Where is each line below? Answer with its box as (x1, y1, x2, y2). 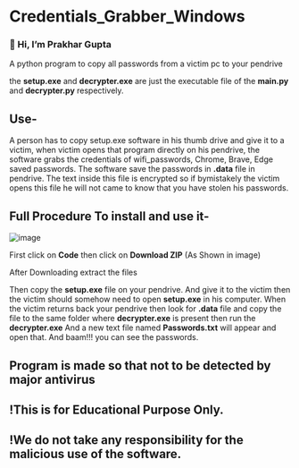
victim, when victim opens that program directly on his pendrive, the (9, 145, 261, 156)
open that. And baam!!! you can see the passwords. (9, 332, 199, 343)
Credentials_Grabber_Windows (9, 6, 245, 27)
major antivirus (9, 371, 96, 387)
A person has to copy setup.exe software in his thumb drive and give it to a (9, 135, 285, 146)
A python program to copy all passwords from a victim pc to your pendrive (9, 58, 284, 69)
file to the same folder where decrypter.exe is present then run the (9, 313, 256, 324)
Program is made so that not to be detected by (9, 358, 271, 373)
